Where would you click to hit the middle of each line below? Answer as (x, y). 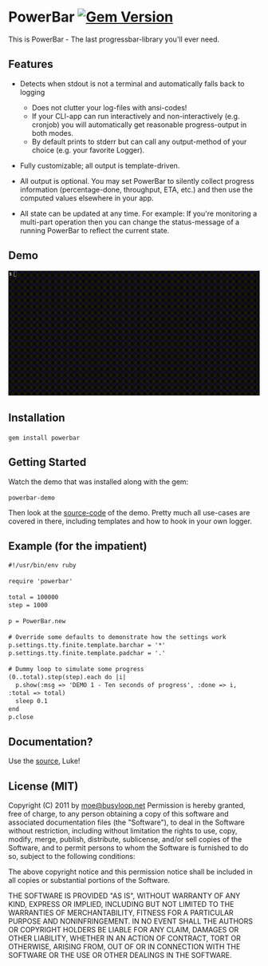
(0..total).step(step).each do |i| (67, 678)
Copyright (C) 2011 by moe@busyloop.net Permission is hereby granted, (127, 805)
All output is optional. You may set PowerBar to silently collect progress (137, 181)
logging (32, 92)
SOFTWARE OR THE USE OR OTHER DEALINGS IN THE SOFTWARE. (120, 955)
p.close (21, 718)
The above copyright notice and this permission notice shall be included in (130, 872)
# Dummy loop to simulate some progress (77, 670)
